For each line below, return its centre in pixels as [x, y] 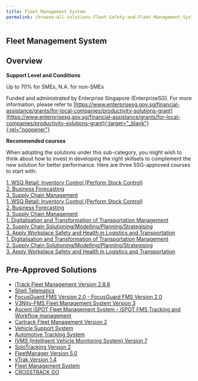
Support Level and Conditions [43, 75]
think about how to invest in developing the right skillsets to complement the [99, 158]
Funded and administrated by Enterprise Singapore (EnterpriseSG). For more [99, 98]
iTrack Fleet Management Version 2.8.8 [62, 284]
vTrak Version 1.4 [36, 359]
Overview [24, 61]
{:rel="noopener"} [28, 129]
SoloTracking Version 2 [43, 347]
